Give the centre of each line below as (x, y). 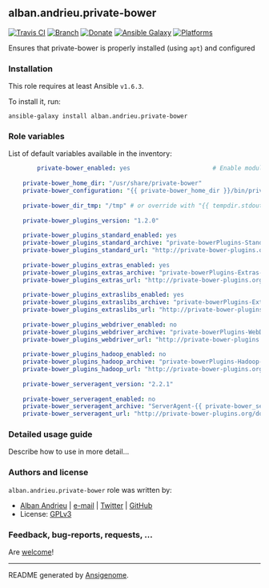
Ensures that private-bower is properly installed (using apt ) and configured (132, 48)
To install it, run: (35, 102)
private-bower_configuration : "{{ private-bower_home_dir (121, 191)
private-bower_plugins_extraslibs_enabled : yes (103, 295)
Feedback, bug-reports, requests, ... (81, 534)
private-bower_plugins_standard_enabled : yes (100, 235)
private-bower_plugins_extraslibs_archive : (96, 302)
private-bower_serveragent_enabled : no (89, 399)
